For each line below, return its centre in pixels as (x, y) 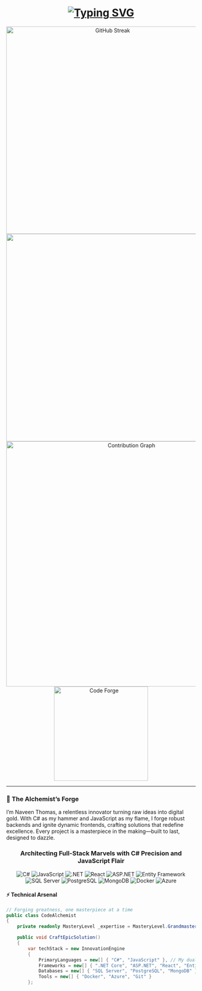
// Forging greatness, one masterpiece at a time (70, 910)
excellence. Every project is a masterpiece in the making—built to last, (93, 831)
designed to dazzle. (31, 838)
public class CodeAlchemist (41, 915)
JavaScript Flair (101, 861)
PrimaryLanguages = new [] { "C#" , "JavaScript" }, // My (111, 960)
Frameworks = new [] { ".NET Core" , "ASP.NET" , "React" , (110, 966)
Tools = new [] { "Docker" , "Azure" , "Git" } (95, 977)
